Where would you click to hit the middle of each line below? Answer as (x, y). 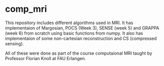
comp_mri (26, 9)
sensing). (14, 43)
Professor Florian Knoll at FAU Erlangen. (45, 58)
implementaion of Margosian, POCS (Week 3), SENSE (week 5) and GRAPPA (82, 28)
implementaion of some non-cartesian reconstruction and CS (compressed (81, 38)
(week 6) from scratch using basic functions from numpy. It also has (74, 33)
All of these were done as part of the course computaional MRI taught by (79, 53)
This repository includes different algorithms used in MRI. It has (69, 23)
